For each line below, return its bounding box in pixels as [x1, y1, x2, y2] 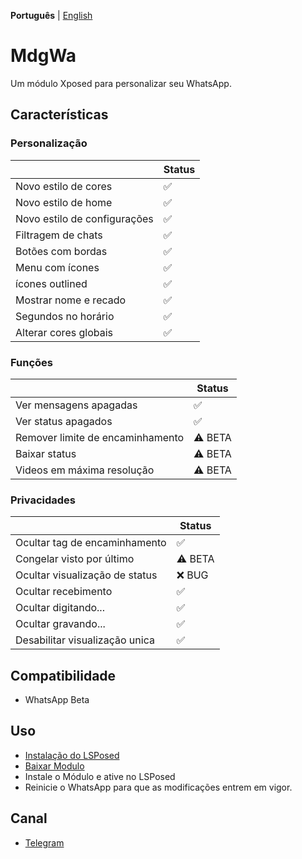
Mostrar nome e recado [15, 293, 127, 307]
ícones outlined [15, 276, 88, 290]
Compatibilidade [10, 667, 117, 684]
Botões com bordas [15, 244, 108, 258]
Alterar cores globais [15, 325, 113, 339]
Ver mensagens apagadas [15, 398, 138, 412]
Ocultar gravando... [15, 617, 106, 631]
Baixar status [15, 446, 77, 460]
